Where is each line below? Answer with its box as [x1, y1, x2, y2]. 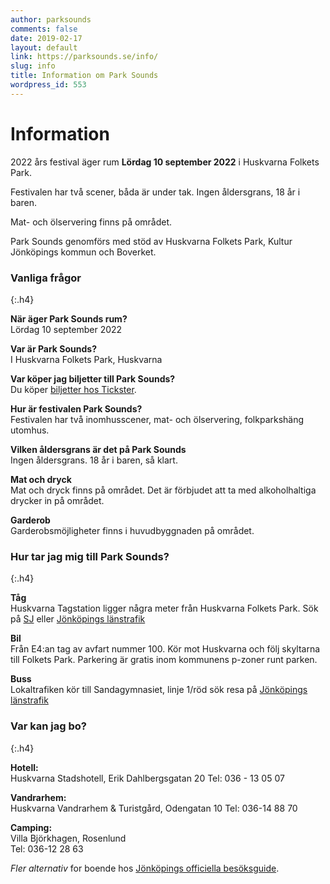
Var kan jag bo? [10, 719, 87, 733]
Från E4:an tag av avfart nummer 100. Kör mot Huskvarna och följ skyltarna [10, 643, 321, 655]
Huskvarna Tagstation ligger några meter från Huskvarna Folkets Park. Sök [10, 602, 319, 615]
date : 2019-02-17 [10, 33, 83, 43]
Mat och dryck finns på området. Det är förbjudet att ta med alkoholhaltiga [10, 484, 317, 496]
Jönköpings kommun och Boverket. [10, 246, 157, 258]
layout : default [10, 42, 78, 53]
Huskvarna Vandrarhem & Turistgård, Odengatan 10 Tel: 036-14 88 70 [10, 802, 298, 814]
